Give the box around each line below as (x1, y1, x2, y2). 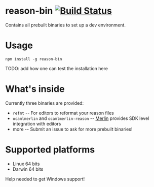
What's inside (5, 83, 65, 95)
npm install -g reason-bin (5, 56, 62, 61)
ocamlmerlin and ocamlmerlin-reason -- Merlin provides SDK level (12, 115, 149, 121)
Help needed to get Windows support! (5, 176, 85, 182)
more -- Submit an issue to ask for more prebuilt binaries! (12, 126, 133, 132)
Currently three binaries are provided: (5, 100, 84, 106)
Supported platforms (5, 144, 95, 155)
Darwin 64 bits (12, 166, 44, 172)
